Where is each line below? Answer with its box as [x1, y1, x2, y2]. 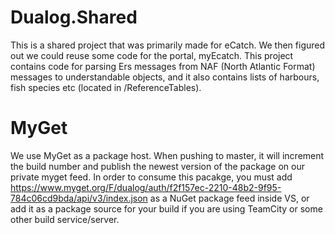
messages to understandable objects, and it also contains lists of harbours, [10, 71, 320, 83]
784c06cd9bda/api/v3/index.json [10, 192, 148, 204]
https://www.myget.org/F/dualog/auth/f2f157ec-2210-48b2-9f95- [10, 181, 282, 193]
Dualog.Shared [10, 6, 138, 29]
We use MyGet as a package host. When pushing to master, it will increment [10, 149, 325, 161]
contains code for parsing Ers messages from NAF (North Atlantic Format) [10, 60, 316, 72]
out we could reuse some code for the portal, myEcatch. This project [10, 49, 294, 61]
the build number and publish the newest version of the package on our [10, 160, 305, 172]
